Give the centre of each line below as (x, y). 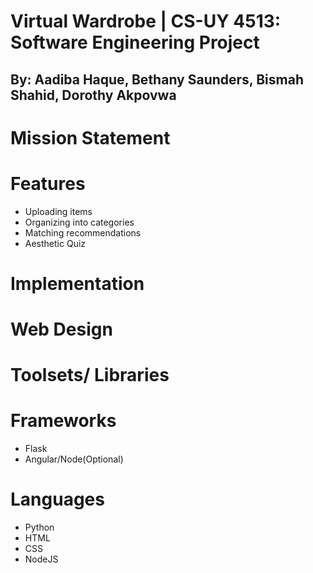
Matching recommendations (83, 232)
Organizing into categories (79, 222)
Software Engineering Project (135, 42)
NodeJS (41, 559)
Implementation (77, 283)
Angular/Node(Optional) (74, 459)
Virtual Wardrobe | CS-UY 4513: (146, 21)
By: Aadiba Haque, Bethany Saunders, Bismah (157, 79)
